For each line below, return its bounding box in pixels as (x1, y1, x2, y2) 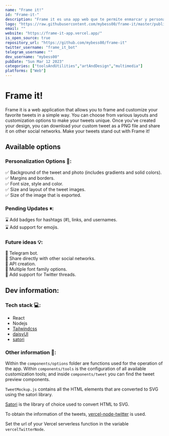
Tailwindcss (12, 326, 37, 332)
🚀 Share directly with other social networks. (5, 256, 96, 262)
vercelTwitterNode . (5, 426, 45, 432)
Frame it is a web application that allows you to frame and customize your (5, 106, 158, 112)
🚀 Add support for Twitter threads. (5, 272, 76, 278)
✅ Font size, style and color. (5, 180, 64, 186)
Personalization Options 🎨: (5, 158, 72, 165)
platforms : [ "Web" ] (5, 69, 46, 74)
